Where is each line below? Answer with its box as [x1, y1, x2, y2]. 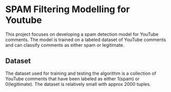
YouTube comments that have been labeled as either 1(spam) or [5, 75, 140, 82]
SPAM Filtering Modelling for [5, 4, 130, 15]
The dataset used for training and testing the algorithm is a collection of [5, 70, 157, 76]
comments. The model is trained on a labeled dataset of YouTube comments [5, 37, 166, 43]
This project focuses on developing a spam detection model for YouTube [5, 31, 159, 37]
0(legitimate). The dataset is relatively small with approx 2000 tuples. [5, 81, 151, 87]
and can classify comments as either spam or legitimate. [5, 42, 124, 48]
